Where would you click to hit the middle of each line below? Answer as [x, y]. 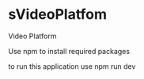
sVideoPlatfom [58, 14]
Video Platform [32, 36]
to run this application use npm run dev [72, 66]
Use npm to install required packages [69, 51]
